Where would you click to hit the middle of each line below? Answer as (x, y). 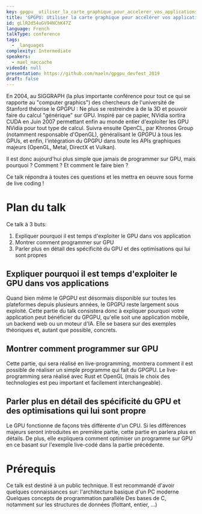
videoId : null (24, 68)
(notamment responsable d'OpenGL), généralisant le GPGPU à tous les (94, 135)
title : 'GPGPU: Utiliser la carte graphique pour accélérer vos (88, 17)
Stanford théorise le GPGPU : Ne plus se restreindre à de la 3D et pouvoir (97, 109)
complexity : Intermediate (38, 51)
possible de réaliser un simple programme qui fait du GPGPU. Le (86, 370)
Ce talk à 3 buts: (26, 224)
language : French (28, 29)
